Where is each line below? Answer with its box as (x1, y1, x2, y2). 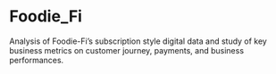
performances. (9, 54, 64, 65)
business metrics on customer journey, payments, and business (9, 45, 244, 55)
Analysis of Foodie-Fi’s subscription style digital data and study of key (9, 36, 268, 46)
